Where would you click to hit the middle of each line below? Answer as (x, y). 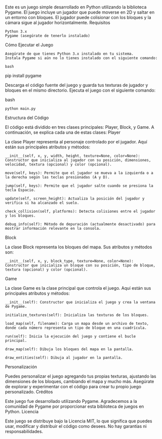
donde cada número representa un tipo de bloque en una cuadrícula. (76, 328)
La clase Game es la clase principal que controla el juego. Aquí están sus (78, 288)
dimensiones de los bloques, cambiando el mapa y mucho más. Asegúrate (80, 381)
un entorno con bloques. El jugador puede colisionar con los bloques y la (78, 17)
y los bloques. (20, 216)
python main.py (20, 109)
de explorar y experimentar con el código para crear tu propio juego (73, 387)
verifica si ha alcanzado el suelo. (42, 203)
